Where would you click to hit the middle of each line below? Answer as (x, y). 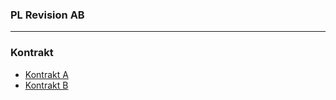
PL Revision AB (47, 15)
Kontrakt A (46, 74)
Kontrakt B (46, 85)
